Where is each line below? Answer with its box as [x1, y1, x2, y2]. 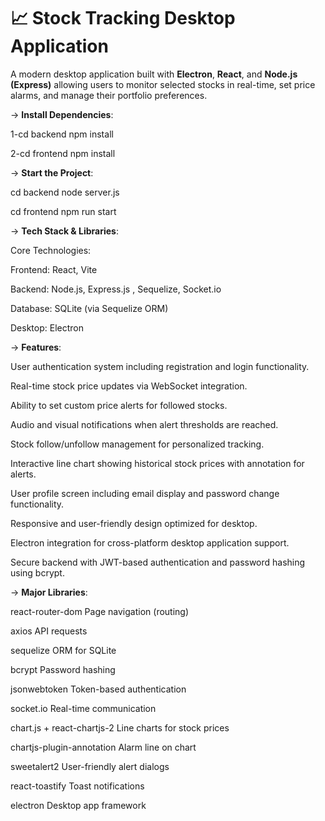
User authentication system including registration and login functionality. [10, 360, 310, 372]
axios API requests [10, 625, 88, 637]
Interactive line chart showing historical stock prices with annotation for [10, 457, 305, 469]
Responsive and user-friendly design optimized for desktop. [10, 517, 258, 529]
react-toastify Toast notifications [10, 780, 145, 792]
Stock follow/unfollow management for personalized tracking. [10, 438, 265, 450]
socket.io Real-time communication [10, 702, 157, 714]
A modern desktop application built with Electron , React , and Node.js [10, 68, 298, 80]
